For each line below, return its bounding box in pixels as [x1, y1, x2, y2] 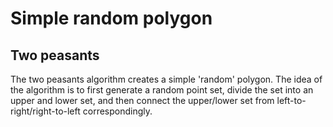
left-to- [276, 95, 307, 106]
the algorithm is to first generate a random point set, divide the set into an [10, 84, 314, 96]
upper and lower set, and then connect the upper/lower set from [10, 95, 275, 106]
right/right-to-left [10, 105, 81, 117]
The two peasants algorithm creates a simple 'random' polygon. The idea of [10, 73, 323, 85]
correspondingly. [82, 105, 153, 117]
